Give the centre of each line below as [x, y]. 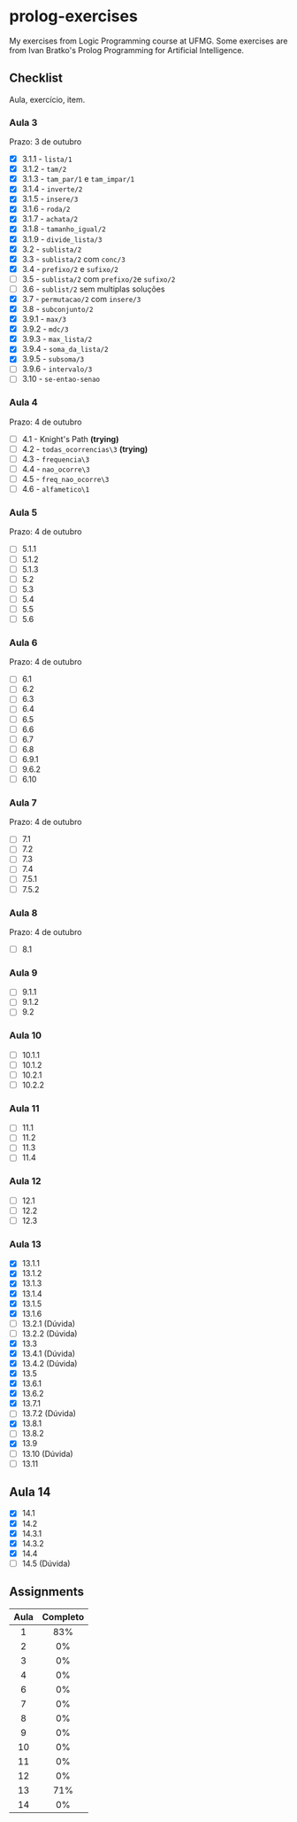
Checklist [36, 78]
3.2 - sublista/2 [52, 249]
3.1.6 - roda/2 [46, 209]
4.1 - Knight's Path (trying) [70, 439]
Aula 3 [23, 122]
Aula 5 [23, 513]
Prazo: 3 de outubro [46, 142]
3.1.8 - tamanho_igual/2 [64, 229]
